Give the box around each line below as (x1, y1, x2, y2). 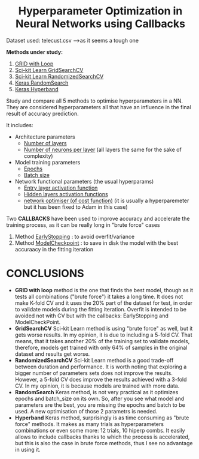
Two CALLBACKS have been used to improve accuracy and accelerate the (6, 215, 190, 222)
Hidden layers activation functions (23, 190, 109, 197)
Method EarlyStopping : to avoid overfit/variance (14, 233, 135, 240)
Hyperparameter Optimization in (18, 4, 183, 18)
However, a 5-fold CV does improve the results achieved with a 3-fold (14, 376, 187, 383)
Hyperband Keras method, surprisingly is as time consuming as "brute (14, 414, 189, 421)
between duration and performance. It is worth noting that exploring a (14, 363, 187, 370)
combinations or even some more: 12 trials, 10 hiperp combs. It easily (14, 427, 185, 434)
